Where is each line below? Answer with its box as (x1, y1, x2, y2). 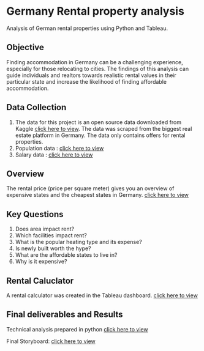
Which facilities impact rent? (15, 232, 87, 239)
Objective (6, 42, 45, 53)
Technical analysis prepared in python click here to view (6, 325, 148, 333)
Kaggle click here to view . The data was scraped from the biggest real (15, 125, 192, 132)
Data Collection (6, 102, 67, 113)
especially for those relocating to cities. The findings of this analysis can (6, 65, 189, 72)
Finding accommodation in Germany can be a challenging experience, (6, 58, 184, 65)
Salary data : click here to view (15, 151, 93, 158)
